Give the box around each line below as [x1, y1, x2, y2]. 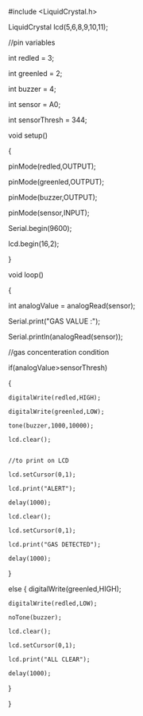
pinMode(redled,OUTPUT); [8, 161, 97, 171]
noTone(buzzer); [8, 614, 62, 622]
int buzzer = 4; [8, 84, 57, 93]
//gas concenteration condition [8, 348, 110, 356]
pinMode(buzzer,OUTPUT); [8, 193, 98, 202]
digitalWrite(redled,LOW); [8, 599, 98, 607]
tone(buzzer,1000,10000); [8, 422, 94, 430]
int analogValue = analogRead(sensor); [8, 301, 136, 310]
